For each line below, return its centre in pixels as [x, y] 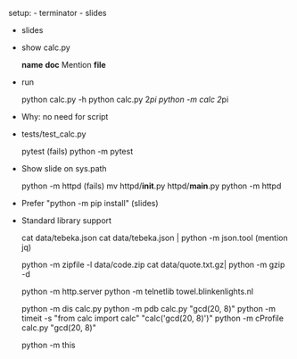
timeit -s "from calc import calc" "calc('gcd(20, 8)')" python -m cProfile [153, 318]
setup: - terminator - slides [58, 13]
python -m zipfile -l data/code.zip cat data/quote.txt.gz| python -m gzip [153, 264]
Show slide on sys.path [64, 168]
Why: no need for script [65, 117]
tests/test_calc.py [54, 134]
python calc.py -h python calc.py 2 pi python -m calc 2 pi [125, 99]
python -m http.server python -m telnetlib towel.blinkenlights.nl [137, 291]
